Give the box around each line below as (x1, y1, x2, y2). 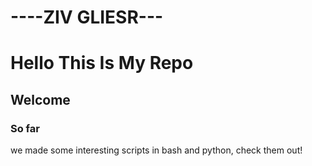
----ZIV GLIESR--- (10, 6, 164, 29)
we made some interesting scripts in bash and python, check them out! (10, 144, 303, 156)
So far (10, 121, 40, 135)
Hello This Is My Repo (10, 52, 194, 75)
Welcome (10, 91, 71, 108)
